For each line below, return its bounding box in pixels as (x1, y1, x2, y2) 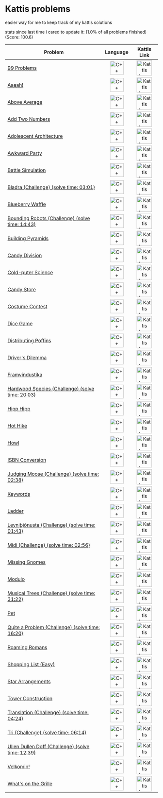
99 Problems (7, 64, 37, 71)
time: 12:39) (7, 749, 36, 756)
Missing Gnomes (7, 558, 46, 565)
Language (105, 49, 129, 56)
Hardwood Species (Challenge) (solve (7, 385, 95, 392)
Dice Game (7, 320, 33, 327)
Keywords (7, 490, 31, 497)
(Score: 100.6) (5, 34, 33, 40)
